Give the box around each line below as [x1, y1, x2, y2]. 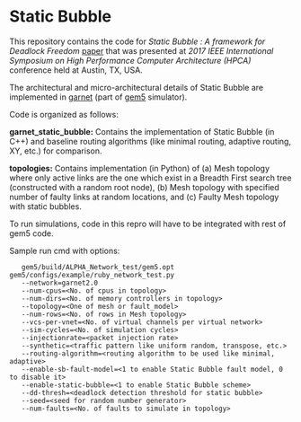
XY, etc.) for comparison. [9, 145, 102, 156]
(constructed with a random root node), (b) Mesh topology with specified [9, 181, 280, 192]
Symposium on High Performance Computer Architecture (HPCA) [9, 55, 252, 66]
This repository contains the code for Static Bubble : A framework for [9, 36, 266, 47]
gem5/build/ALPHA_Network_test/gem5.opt [21, 262, 175, 271]
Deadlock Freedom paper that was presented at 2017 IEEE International [9, 45, 274, 56]
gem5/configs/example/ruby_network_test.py [9, 270, 175, 279]
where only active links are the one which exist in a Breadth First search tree [9, 172, 292, 183]
